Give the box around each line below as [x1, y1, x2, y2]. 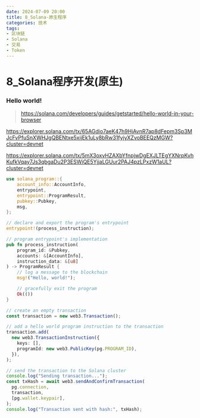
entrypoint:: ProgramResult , [17, 193, 86, 199]
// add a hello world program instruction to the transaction [6, 323, 164, 330]
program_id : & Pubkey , [17, 247, 70, 253]
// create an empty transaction [6, 307, 86, 313]
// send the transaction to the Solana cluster [6, 367, 127, 373]
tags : [6, 25, 20, 32]
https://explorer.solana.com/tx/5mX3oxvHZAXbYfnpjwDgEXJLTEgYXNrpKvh [6, 152, 194, 159]
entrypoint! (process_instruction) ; [6, 225, 95, 232]
